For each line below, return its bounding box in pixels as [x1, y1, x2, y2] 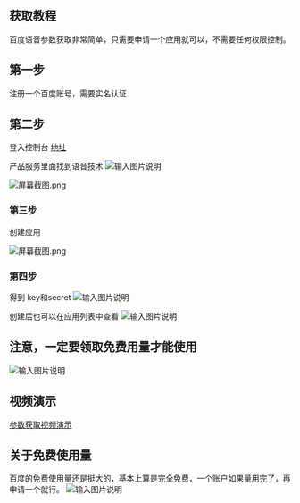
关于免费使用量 [9, 448, 92, 463]
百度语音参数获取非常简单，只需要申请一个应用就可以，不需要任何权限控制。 [9, 34, 291, 45]
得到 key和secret [9, 292, 71, 303]
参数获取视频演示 [9, 419, 72, 430]
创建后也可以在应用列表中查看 [9, 311, 119, 322]
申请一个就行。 [9, 484, 64, 495]
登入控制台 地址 [9, 142, 67, 153]
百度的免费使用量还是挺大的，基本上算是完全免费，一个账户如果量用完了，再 [9, 473, 291, 484]
